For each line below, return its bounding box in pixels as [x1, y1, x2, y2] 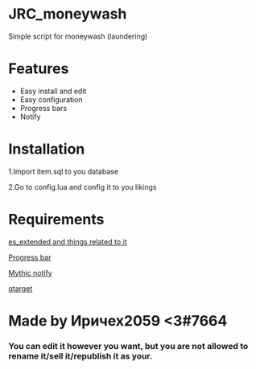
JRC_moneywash [8, 5, 127, 23]
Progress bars [19, 103, 67, 113]
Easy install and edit [19, 86, 87, 96]
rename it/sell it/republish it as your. [8, 351, 153, 362]
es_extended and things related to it [8, 236, 127, 246]
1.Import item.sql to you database [8, 166, 119, 176]
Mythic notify [8, 268, 52, 277]
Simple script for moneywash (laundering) [8, 31, 148, 41]
